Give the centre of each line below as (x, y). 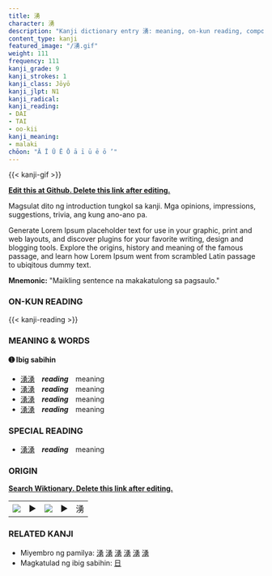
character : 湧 (32, 24)
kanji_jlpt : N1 (34, 91)
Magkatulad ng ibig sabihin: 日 (70, 563)
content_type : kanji (43, 39)
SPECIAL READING (46, 431)
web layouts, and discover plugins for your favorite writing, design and (126, 239)
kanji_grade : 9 (34, 69)
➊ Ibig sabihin (32, 360)
